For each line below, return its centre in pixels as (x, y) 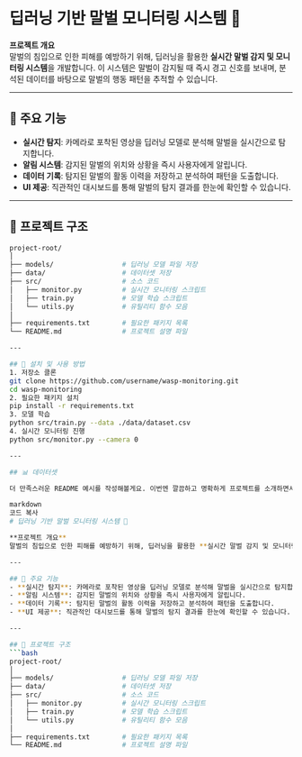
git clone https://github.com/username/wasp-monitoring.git (124, 381)
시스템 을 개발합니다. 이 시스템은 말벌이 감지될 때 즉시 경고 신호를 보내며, (151, 68)
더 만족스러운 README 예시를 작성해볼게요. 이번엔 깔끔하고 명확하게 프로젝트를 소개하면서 (152, 488)
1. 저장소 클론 (33, 372)
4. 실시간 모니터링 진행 (47, 432)
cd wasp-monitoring (46, 389)
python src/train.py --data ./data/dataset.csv (100, 423)
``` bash (24, 653)
